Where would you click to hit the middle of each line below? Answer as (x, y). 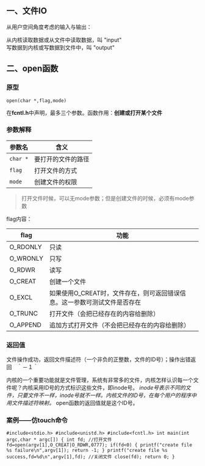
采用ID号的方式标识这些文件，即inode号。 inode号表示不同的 (109, 388)
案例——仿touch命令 (37, 420)
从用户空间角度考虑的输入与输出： (49, 27)
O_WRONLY (27, 258)
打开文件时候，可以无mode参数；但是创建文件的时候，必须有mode (105, 198)
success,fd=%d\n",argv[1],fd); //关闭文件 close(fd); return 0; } (91, 457)
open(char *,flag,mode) (37, 100)
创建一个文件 (68, 282)
